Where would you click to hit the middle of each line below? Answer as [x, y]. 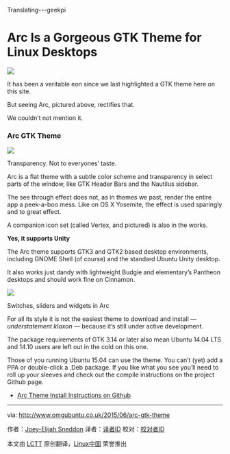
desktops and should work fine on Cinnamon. [71, 280]
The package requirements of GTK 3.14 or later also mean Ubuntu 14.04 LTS [114, 339]
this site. [19, 91]
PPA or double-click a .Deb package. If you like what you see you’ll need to [113, 368]
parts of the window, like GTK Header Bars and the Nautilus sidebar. [103, 184]
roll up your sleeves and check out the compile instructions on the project [111, 375]
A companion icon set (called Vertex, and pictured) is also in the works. [107, 225]
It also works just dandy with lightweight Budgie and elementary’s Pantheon [114, 272]
